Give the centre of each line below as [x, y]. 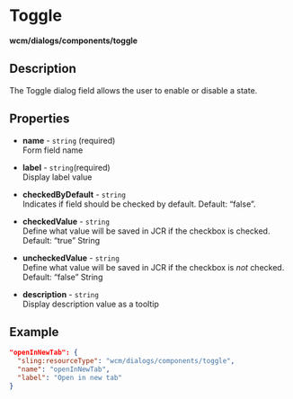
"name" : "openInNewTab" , [64, 369]
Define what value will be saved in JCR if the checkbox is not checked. [153, 267]
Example [34, 332]
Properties [40, 119]
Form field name [53, 150]
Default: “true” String [61, 240]
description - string [60, 294]
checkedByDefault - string [74, 194]
